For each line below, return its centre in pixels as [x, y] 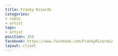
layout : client [21, 46]
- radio [13, 19]
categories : [17, 14]
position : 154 [20, 37]
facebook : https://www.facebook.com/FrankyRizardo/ [59, 41]
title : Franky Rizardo [28, 9]
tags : [11, 28]
